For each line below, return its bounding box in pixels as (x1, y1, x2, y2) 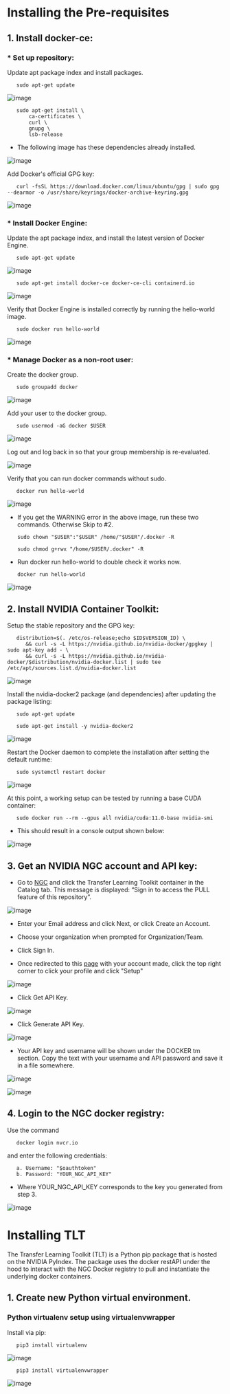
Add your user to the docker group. (7, 409, 107, 417)
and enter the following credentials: (7, 1151, 108, 1160)
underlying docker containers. (7, 1272, 93, 1280)
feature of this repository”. (16, 893, 91, 901)
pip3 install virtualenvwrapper (16, 1367, 109, 1374)
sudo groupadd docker (16, 384, 78, 391)
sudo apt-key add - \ (7, 647, 69, 654)
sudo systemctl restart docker (16, 768, 106, 776)
